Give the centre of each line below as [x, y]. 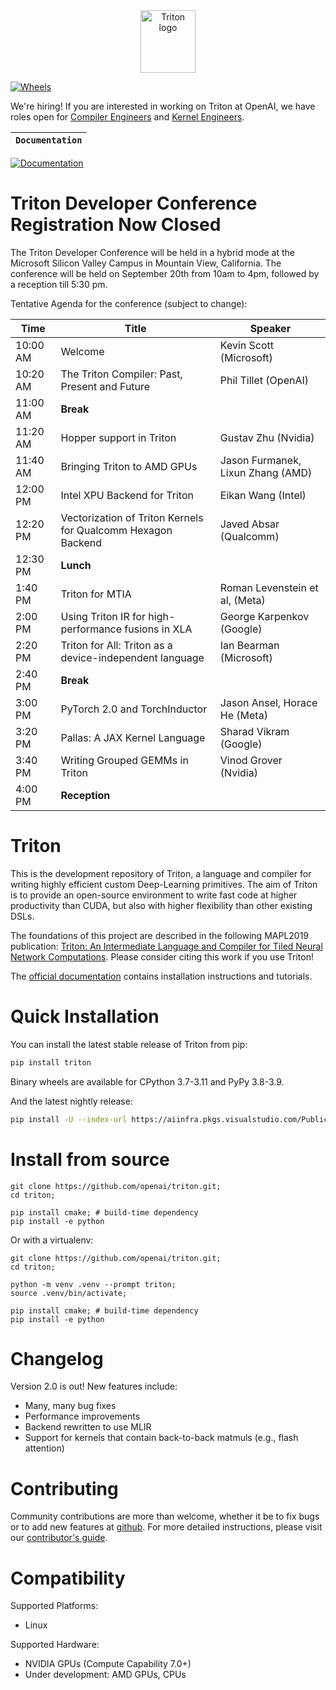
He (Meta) [243, 715]
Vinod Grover [251, 760]
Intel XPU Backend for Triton [127, 495]
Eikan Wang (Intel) [263, 495]
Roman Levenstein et [269, 587]
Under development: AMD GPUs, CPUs [105, 1675]
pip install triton [51, 1062]
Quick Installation [85, 1016]
